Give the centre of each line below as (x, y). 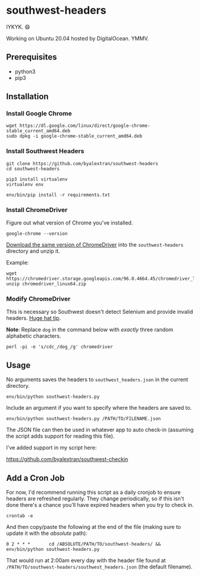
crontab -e (20, 516)
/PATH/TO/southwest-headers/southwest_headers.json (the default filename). (99, 566)
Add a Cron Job (35, 478)
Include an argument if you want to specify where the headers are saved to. (99, 408)
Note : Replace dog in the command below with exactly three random (90, 330)
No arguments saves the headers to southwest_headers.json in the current (97, 379)
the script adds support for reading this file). (60, 436)
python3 (25, 71)
